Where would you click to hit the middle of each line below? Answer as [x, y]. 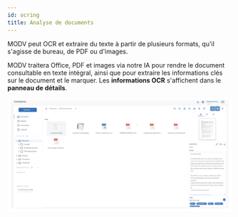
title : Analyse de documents [51, 22]
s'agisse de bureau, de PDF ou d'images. [68, 51]
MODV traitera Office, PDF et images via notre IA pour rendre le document [116, 65]
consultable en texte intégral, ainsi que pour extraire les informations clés [115, 73]
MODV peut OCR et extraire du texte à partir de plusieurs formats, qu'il [111, 43]
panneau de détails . [37, 88]
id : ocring [24, 15]
